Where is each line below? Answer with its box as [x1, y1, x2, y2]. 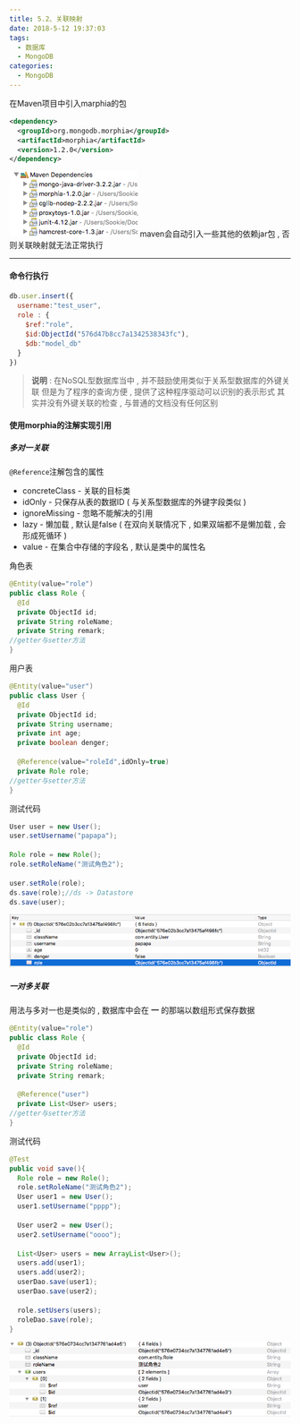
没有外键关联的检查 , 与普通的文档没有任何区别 [46, 398, 219, 408]
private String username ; [17, 719, 114, 729]
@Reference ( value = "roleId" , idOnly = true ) [17, 758, 170, 767]
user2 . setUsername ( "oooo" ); [17, 1230, 122, 1240]
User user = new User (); [9, 822, 102, 831]
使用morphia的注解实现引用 [9, 420, 112, 431]
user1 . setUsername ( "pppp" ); [17, 1202, 122, 1211]
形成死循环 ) [21, 530, 67, 541]
